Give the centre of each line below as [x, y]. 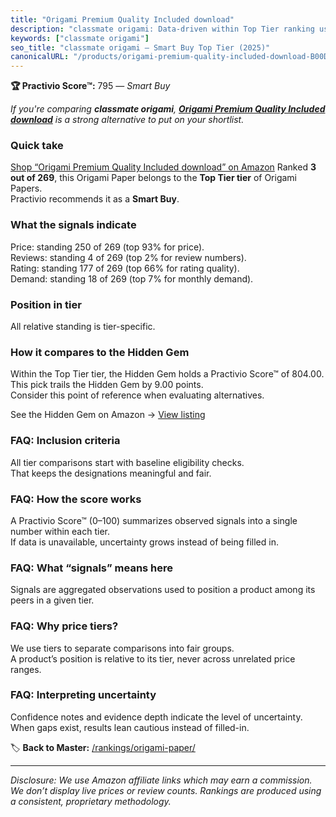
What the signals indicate [73, 225]
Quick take [37, 146]
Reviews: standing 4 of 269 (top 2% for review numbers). [128, 257]
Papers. [26, 188]
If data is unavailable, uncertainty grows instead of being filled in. [144, 542]
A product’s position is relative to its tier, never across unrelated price [153, 658]
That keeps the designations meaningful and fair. [111, 473]
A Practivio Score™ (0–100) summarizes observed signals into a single [154, 520]
